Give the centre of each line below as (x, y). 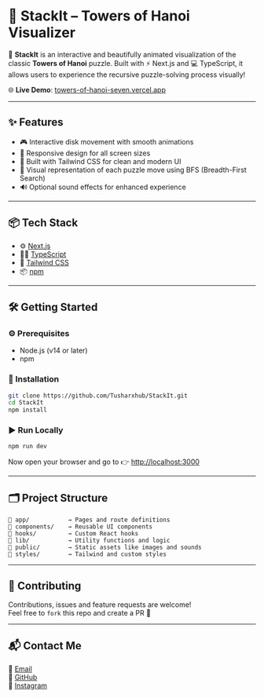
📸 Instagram (28, 685)
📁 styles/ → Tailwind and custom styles (88, 554)
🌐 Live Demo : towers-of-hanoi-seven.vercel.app (87, 90)
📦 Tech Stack (43, 223)
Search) (32, 178)
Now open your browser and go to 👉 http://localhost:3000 (104, 462)
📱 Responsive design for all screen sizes (85, 153)
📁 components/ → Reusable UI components (81, 527)
